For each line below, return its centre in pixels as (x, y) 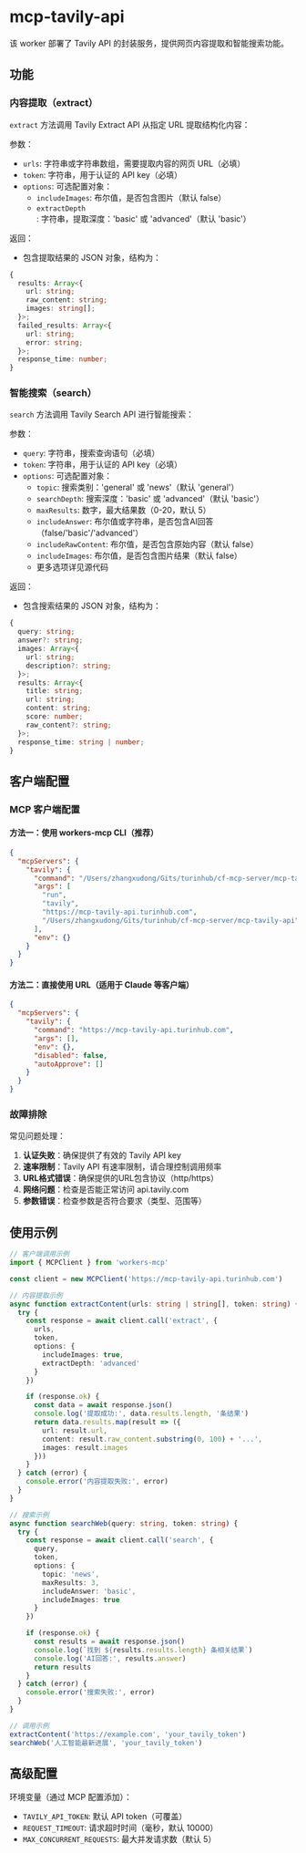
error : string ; (55, 342)
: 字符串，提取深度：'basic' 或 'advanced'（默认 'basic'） (144, 218)
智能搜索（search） (53, 393)
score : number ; (55, 717)
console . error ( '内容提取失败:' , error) (97, 1482)
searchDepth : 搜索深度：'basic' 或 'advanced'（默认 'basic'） (150, 499)
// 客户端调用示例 (40, 1254)
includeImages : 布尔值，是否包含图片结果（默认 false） (139, 556)
